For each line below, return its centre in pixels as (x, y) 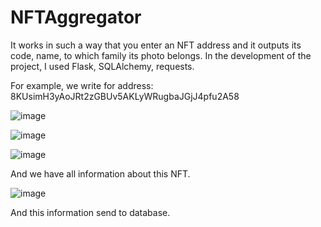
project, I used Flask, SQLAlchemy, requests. (102, 66)
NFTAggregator (76, 17)
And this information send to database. (90, 212)
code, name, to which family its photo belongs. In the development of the (161, 55)
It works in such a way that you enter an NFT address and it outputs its (156, 45)
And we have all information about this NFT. (100, 173)
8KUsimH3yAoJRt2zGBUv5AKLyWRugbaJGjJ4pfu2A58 (125, 96)
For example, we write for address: (82, 85)
